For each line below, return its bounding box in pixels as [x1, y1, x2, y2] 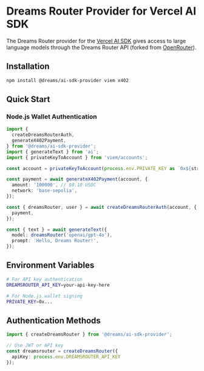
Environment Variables [6, 260, 95, 271]
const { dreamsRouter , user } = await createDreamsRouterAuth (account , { [6, 204, 197, 210]
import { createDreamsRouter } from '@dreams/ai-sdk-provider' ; [6, 332, 172, 338]
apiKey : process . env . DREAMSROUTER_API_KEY [12, 353, 121, 359]
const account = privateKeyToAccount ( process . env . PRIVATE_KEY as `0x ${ [6, 165, 191, 171]
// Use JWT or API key [6, 342, 64, 349]
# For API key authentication [6, 276, 83, 282]
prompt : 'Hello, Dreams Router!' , [12, 238, 99, 244]
